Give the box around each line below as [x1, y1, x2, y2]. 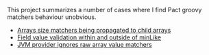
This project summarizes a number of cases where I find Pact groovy [7, 6, 202, 14]
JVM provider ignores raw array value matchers [16, 41, 152, 48]
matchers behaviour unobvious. [7, 13, 97, 21]
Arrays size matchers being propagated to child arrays [16, 26, 171, 34]
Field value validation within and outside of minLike [16, 33, 162, 41]
